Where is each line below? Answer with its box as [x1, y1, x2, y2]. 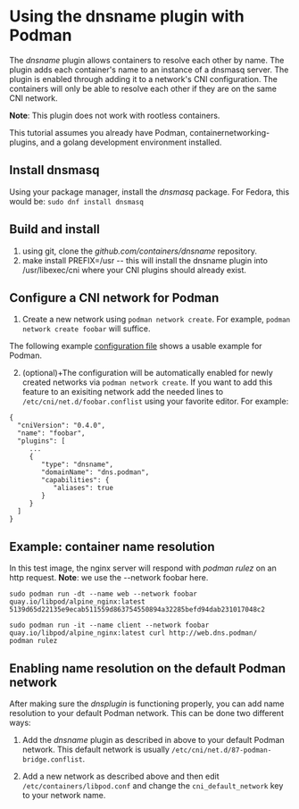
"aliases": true [53, 484, 114, 493]
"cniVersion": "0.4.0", [17, 421, 105, 430]
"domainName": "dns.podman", [41, 468, 150, 477]
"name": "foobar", [17, 429, 87, 438]
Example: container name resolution [9, 538, 215, 555]
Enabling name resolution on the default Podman [9, 661, 286, 676]
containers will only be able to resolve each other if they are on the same [9, 83, 277, 94]
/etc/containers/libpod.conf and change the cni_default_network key [21, 780, 284, 791]
